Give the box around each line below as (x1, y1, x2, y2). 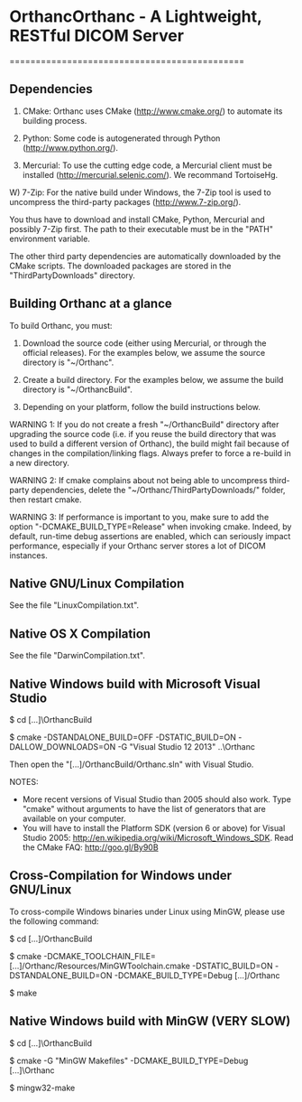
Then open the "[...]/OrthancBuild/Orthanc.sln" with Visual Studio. (9, 759, 254, 770)
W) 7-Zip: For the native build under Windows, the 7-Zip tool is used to (9, 187, 272, 198)
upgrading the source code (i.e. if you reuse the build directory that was (9, 428, 277, 439)
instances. (9, 549, 48, 561)
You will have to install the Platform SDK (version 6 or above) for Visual (22, 823, 286, 833)
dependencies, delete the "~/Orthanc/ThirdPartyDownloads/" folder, (31, 484, 286, 495)
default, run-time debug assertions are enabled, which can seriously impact (9, 530, 291, 541)
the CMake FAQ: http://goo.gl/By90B (22, 842, 160, 853)
